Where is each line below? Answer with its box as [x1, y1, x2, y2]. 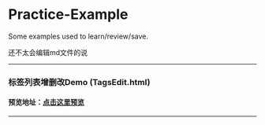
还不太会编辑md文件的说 [8, 47, 88, 57]
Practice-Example [8, 6, 129, 24]
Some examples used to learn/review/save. [8, 31, 148, 41]
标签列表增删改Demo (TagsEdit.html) [8, 76, 151, 87]
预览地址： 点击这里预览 [8, 97, 84, 107]
